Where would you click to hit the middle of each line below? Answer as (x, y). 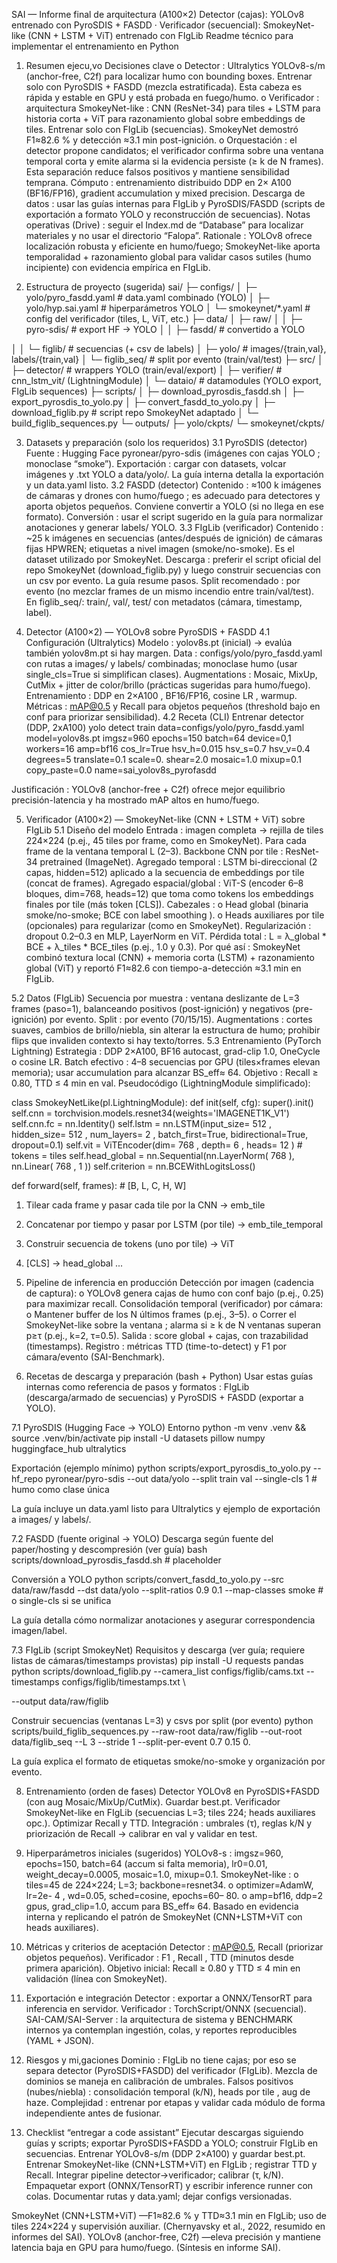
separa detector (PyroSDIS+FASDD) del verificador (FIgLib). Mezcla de (171, 2070)
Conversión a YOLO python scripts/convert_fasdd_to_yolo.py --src (148, 1579)
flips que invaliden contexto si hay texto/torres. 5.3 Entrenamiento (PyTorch (166, 1040)
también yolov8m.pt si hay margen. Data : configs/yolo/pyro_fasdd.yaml (174, 653)
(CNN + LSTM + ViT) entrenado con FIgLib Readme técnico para (160, 35)
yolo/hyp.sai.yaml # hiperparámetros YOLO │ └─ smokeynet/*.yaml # (168, 308)
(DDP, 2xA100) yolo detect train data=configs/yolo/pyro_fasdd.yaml (165, 727)
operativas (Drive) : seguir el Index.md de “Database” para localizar (164, 225)
